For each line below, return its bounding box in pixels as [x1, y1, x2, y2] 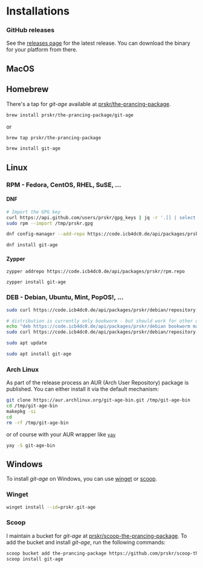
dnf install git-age [6, 242, 59, 248]
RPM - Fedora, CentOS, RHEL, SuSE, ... [6, 180, 121, 189]
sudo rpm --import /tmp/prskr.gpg [6, 220, 94, 226]
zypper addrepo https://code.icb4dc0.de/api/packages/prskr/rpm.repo [6, 268, 185, 275]
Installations [6, 4, 70, 18]
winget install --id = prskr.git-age [6, 504, 96, 510]
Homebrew [6, 84, 49, 94]
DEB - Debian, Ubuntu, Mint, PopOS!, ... [6, 293, 124, 302]
